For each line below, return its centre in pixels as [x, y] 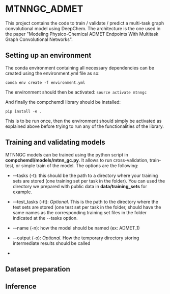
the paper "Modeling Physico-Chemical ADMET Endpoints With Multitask [82, 34]
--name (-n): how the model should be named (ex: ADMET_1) [76, 228]
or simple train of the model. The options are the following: [77, 165]
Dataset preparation [38, 269]
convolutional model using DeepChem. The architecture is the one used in [83, 28]
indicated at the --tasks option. [45, 218]
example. [22, 192]
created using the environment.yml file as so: [53, 73]
